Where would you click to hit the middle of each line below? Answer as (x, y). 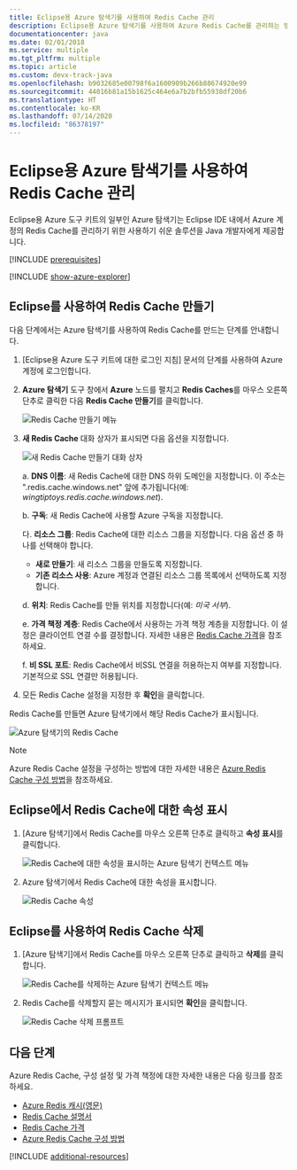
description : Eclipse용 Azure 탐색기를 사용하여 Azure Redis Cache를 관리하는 (145, 26)
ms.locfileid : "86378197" (57, 125)
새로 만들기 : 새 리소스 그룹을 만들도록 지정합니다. (119, 564)
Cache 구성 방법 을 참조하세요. (61, 779)
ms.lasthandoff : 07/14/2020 (61, 116)
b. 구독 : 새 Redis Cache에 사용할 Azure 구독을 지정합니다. (122, 515)
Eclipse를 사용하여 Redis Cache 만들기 (112, 307)
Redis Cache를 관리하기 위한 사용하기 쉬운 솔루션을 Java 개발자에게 (143, 230)
